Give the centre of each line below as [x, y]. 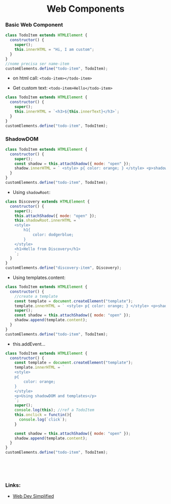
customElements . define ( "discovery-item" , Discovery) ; [64, 268]
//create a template [36, 296]
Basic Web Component [34, 25]
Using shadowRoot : [32, 192]
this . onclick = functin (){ [43, 415]
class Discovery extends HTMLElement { [48, 202]
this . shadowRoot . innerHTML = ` [48, 220]
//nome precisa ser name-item [37, 64]
